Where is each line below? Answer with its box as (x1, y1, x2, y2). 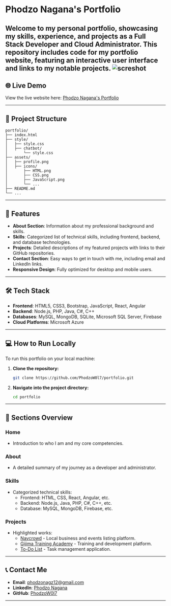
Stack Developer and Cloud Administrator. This (5, 40, 158, 49)
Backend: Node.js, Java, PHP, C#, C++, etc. (20, 500, 112, 506)
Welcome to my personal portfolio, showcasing (5, 24, 158, 33)
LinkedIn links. (12, 261, 43, 267)
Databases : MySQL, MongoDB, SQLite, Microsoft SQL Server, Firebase (12, 313, 162, 320)
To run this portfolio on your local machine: (5, 355, 96, 362)
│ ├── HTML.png (5, 168, 51, 173)
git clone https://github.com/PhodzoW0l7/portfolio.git (12, 375, 134, 380)
